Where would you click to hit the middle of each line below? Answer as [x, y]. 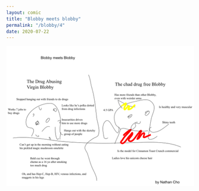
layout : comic [24, 12]
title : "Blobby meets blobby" [44, 19]
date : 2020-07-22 [28, 32]
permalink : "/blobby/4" [36, 25]
